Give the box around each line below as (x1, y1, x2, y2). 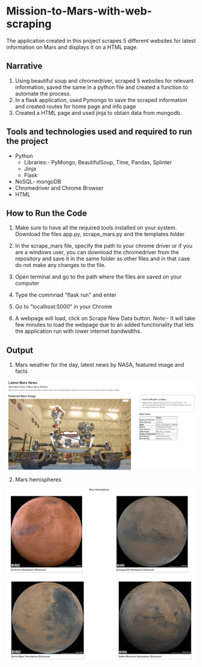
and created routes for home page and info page (14, 103, 136, 110)
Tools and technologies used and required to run (6, 127, 192, 137)
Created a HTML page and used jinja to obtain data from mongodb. (14, 109, 182, 116)
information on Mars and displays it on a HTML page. (6, 43, 139, 51)
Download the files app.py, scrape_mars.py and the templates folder (14, 231, 185, 238)
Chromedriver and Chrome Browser (14, 184, 104, 192)
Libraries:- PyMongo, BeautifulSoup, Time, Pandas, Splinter (24, 158, 172, 166)
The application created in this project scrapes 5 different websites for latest (6, 37, 196, 44)
